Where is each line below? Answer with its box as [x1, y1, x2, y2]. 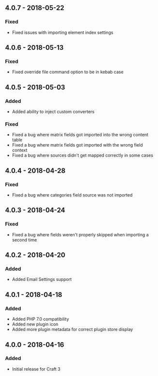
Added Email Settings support [12, 277, 72, 282]
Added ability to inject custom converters [12, 109, 95, 114]
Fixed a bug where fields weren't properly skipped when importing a [12, 231, 149, 237]
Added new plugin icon [12, 321, 59, 327]
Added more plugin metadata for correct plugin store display [12, 327, 133, 332]
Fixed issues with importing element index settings [12, 29, 113, 35]
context [12, 147, 28, 153]
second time [12, 237, 37, 243]
